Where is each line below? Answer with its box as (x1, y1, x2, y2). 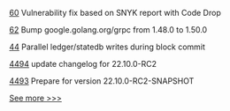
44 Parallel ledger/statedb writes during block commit (9, 41, 206, 52)
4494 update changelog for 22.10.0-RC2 (9, 59, 157, 69)
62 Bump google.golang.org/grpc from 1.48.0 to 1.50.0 (9, 25, 208, 34)
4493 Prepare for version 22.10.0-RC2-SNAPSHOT (9, 76, 195, 86)
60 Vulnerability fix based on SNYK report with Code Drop (9, 8, 221, 18)
